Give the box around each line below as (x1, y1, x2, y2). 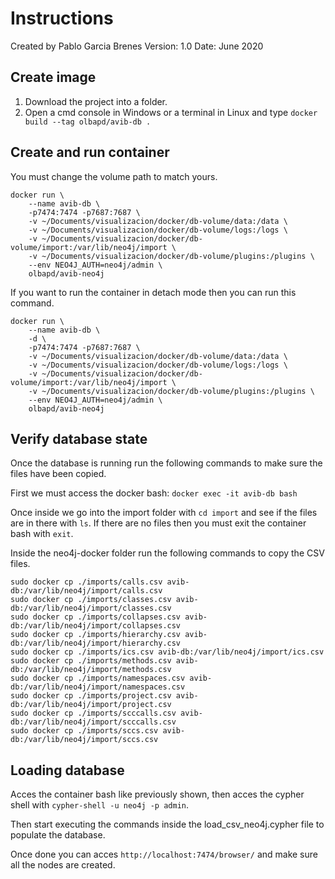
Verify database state (10, 430, 148, 447)
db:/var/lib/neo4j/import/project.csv (10, 700, 172, 710)
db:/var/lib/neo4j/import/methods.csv (10, 665, 172, 675)
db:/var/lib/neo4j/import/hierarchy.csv (10, 638, 182, 649)
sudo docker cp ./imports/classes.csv (10, 595, 172, 605)
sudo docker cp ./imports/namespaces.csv (10, 673, 186, 684)
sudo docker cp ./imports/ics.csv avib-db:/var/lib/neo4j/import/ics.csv (10, 647, 325, 657)
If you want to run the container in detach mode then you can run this (10, 286, 297, 298)
